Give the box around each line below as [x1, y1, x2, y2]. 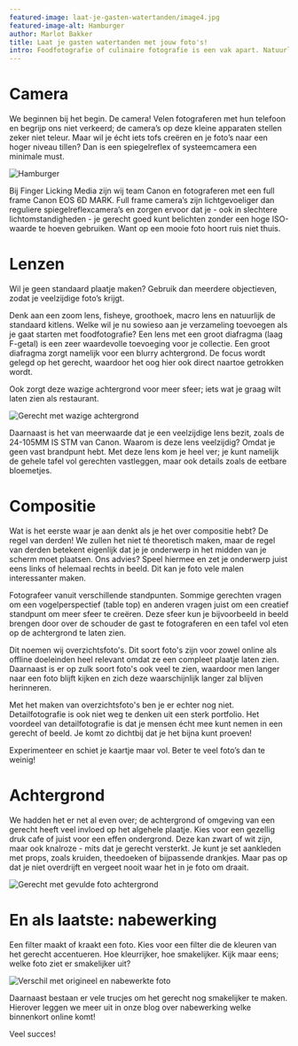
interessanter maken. [9, 573, 87, 583]
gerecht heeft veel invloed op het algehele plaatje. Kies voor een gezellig [9, 824, 276, 834]
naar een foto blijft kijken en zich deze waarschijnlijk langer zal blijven [9, 673, 263, 683]
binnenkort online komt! [9, 1011, 96, 1022]
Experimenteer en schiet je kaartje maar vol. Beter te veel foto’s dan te [9, 745, 266, 755]
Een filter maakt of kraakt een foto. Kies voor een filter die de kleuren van [9, 939, 278, 949]
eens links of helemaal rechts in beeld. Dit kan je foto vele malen [9, 563, 244, 574]
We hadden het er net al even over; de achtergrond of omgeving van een [9, 815, 275, 825]
